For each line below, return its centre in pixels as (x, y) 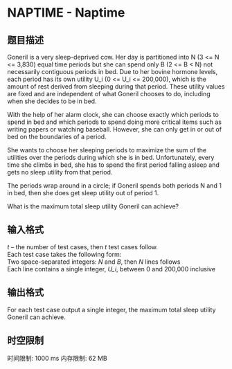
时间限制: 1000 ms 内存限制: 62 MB (57, 359)
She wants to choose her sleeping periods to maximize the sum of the (107, 150)
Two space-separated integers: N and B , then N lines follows (94, 262)
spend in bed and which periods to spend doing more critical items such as (114, 122)
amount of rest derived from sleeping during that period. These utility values (116, 87)
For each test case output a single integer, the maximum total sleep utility (111, 309)
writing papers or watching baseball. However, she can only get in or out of (115, 129)
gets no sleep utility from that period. (60, 172)
